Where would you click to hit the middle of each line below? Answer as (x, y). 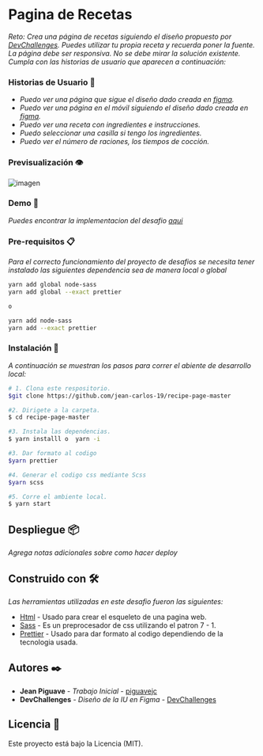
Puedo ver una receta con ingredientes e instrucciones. (110, 125)
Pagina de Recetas (70, 15)
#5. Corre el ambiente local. (58, 496)
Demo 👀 (24, 203)
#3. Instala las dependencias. (60, 432)
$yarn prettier (33, 461)
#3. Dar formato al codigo (53, 454)
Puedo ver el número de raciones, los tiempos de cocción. (115, 142)
